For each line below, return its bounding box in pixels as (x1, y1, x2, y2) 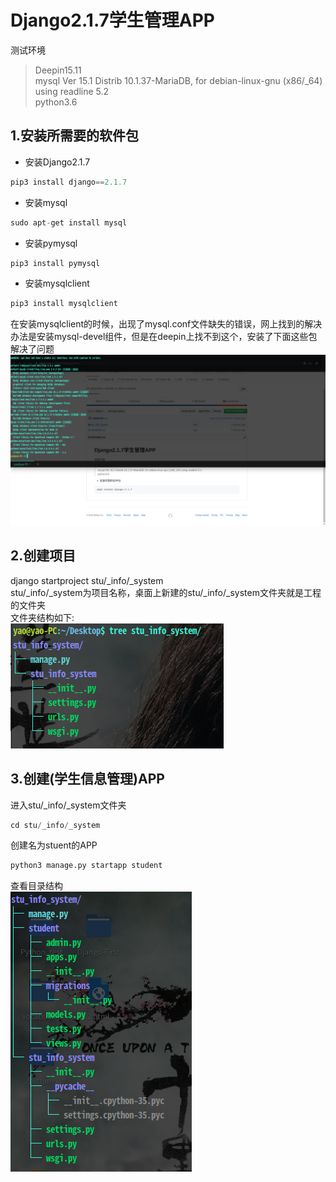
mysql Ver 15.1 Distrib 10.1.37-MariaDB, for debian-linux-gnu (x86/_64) (34, 74, 323, 86)
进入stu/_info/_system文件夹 (10, 799, 127, 811)
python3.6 (34, 96, 78, 108)
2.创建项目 (10, 547, 77, 565)
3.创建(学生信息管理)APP (10, 771, 165, 788)
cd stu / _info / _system (10, 820, 101, 830)
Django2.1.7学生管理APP (10, 9, 216, 32)
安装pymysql (24, 237, 78, 249)
